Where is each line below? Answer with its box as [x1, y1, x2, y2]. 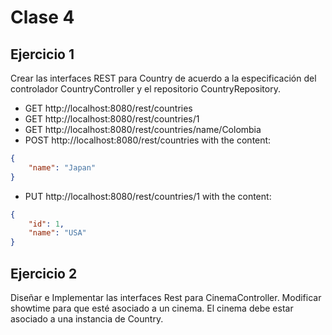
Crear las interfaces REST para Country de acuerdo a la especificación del [10, 72, 317, 84]
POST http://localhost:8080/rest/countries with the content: [24, 134, 272, 146]
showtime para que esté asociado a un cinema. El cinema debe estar [10, 302, 294, 314]
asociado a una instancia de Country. [10, 312, 164, 325]
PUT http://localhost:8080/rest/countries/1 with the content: [24, 190, 272, 202]
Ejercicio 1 [10, 46, 75, 63]
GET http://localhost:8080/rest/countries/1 [24, 113, 200, 125]
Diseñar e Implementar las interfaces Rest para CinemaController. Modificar [10, 291, 322, 303]
